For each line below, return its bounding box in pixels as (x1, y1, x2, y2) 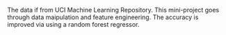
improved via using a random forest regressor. (7, 21, 140, 28)
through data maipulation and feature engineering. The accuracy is (7, 13, 199, 21)
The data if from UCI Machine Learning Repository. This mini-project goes (7, 6, 220, 14)
